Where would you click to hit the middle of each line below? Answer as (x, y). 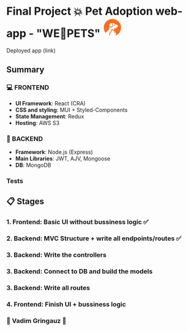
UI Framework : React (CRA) (50, 103)
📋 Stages (25, 201)
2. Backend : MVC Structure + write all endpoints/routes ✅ (94, 238)
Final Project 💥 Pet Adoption (80, 11)
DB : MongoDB (33, 165)
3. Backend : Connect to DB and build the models (80, 271)
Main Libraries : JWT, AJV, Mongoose (63, 158)
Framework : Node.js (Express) (54, 152)
